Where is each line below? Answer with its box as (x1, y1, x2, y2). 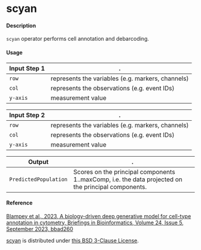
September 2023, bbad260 (6, 225, 74, 232)
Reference (6, 199, 33, 206)
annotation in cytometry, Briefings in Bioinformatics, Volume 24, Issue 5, (6, 219, 184, 226)
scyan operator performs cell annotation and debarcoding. (6, 35, 150, 42)
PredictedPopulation (9, 176, 68, 182)
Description (6, 22, 36, 29)
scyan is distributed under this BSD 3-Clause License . (6, 237, 139, 244)
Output (28, 157, 49, 166)
